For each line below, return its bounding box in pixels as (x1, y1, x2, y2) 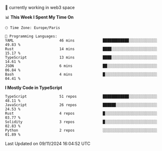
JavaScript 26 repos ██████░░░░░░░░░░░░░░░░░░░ (5, 103, 158, 107)
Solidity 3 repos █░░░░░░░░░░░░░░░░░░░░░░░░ (5, 120, 158, 124)
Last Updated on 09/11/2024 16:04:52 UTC (5, 141, 91, 146)
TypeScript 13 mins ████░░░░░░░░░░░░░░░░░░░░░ (5, 55, 158, 60)
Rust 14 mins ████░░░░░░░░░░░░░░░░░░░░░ (5, 46, 158, 51)
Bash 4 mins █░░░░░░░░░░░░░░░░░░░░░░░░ (5, 72, 158, 77)
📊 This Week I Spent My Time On (5, 15, 74, 20)
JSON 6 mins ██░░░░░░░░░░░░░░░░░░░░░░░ (5, 63, 158, 68)
